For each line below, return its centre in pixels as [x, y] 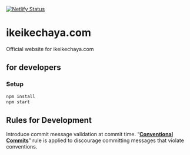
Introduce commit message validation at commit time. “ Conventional [90, 134]
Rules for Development [49, 120]
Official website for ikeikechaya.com [50, 49]
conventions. [22, 147]
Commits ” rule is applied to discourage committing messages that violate [95, 140]
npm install [21, 96]
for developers [34, 68]
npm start [18, 102]
